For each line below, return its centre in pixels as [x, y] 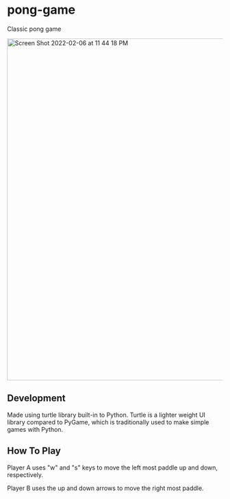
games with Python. [35, 429]
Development [37, 399]
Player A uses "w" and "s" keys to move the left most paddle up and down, [112, 467]
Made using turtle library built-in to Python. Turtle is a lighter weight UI [106, 415]
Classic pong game [34, 29]
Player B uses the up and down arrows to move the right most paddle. [105, 488]
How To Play [34, 451]
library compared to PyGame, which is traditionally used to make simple [108, 422]
